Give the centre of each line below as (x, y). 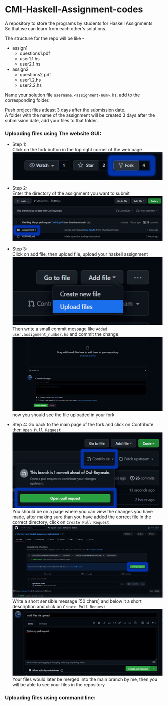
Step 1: (19, 144)
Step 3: (20, 249)
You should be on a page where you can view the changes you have (83, 511)
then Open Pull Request (37, 430)
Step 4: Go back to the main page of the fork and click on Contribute (83, 425)
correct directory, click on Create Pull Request (61, 522)
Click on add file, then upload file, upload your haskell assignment (80, 254)
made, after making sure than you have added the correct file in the (82, 517)
